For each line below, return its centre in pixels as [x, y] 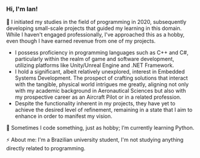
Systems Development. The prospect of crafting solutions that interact [101, 78]
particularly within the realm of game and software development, [94, 59]
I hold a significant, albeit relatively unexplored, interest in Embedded [100, 72]
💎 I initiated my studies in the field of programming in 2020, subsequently [96, 22]
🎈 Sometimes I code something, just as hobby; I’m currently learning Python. [100, 128]
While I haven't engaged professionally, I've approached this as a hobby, [96, 35]
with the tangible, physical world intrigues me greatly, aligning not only [102, 84]
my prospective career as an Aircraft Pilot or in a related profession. [98, 97]
